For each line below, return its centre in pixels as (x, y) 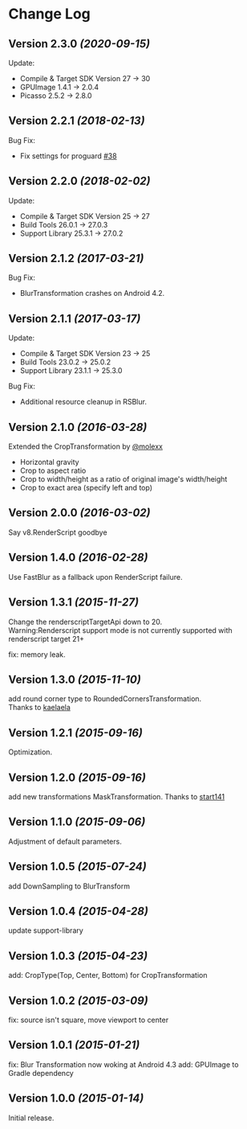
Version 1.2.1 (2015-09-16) (75, 733)
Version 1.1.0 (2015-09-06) (77, 822)
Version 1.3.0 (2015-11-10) (75, 679)
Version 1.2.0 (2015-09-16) (77, 777)
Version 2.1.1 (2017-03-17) (75, 318)
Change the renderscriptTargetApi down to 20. (85, 622)
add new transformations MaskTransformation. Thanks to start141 (117, 796)
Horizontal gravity (49, 462)
